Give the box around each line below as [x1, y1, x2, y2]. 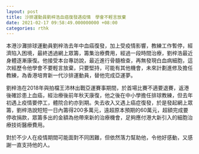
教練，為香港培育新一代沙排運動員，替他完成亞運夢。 [6, 72, 136, 79]
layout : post [6, 8, 38, 15]
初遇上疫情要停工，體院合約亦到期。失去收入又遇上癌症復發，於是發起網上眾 [6, 99, 193, 107]
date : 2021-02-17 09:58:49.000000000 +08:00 [6, 20, 118, 25]
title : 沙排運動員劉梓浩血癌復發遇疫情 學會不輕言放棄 [6, 14, 126, 20]
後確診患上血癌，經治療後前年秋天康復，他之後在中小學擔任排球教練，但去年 [6, 92, 193, 99]
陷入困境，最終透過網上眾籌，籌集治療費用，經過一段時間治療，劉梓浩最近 [11, 50, 193, 57]
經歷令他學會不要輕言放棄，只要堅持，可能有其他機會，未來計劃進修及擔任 [11, 65, 193, 72]
